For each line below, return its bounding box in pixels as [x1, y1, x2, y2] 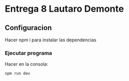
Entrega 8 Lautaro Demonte [5, 3, 124, 15]
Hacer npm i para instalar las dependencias [5, 37, 97, 43]
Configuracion [5, 23, 52, 32]
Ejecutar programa [5, 49, 52, 57]
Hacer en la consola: [5, 61, 48, 67]
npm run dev [5, 71, 30, 76]
